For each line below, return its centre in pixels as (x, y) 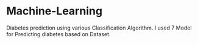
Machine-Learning (54, 11)
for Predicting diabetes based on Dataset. (58, 34)
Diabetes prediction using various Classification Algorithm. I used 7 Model (99, 28)
